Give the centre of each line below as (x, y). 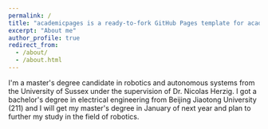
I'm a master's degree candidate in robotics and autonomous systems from (132, 82)
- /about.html (39, 61)
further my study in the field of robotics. (74, 116)
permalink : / (30, 16)
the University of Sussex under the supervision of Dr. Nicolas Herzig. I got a (132, 91)
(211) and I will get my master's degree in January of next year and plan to (130, 107)
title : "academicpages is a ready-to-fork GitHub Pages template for (126, 23)
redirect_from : (33, 45)
